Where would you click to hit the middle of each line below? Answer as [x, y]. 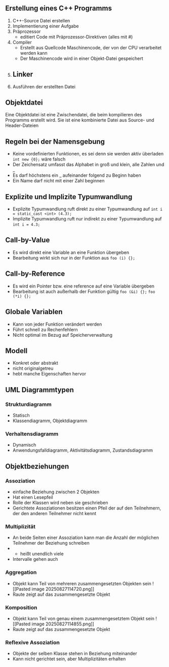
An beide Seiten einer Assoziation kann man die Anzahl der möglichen [86, 537]
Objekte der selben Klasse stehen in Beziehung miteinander [75, 654]
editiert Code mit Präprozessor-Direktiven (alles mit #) [76, 37]
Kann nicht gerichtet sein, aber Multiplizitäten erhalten [69, 659]
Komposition [21, 608]
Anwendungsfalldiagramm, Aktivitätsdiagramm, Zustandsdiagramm [83, 450]
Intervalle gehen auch [35, 559]
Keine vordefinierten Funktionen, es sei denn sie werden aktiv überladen [88, 154]
